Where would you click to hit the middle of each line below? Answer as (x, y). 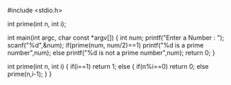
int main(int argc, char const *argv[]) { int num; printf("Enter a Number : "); (116, 38)
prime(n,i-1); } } (29, 74)
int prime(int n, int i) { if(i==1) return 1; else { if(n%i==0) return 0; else (108, 66)
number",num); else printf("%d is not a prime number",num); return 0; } (111, 53)
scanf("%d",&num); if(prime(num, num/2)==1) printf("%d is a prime (106, 45)
